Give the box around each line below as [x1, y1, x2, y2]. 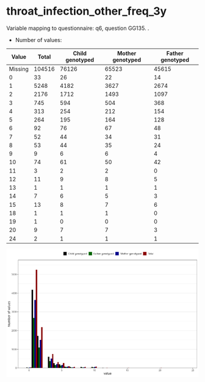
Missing [9, 65, 29, 73]
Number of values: [15, 36, 62, 43]
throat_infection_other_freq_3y [6, 4, 167, 18]
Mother [117, 50, 137, 57]
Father [166, 50, 184, 57]
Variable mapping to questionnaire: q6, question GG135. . [6, 24, 149, 32]
